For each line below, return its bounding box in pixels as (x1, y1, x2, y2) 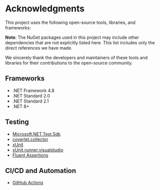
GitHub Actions (12, 180, 44, 186)
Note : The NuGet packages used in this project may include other (5, 34, 140, 40)
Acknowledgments (5, 3, 85, 14)
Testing (5, 118, 29, 126)
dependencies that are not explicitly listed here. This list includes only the (5, 39, 155, 45)
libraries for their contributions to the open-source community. (5, 60, 133, 66)
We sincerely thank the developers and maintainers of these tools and (5, 54, 148, 60)
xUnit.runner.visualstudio (12, 147, 63, 153)
